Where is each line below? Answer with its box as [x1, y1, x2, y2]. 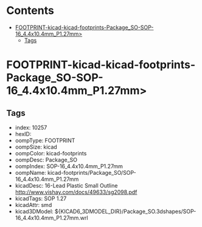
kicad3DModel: [15, 208, 54, 215]
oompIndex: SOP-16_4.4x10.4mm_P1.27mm [15, 162, 124, 170]
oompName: [15, 169, 47, 176]
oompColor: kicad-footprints [15, 149, 87, 157]
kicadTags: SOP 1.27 [15, 195, 67, 202]
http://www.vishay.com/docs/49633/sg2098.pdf [15, 188, 138, 195]
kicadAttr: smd [15, 201, 52, 208]
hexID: [15, 130, 32, 137]
